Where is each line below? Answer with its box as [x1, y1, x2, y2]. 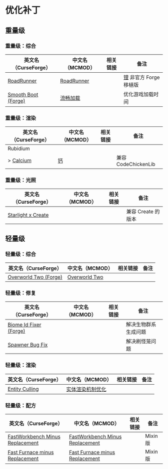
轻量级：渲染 [5, 362, 36, 369]
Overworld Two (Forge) [7, 274, 62, 281]
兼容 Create [126, 208, 154, 215]
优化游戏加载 [123, 91, 154, 98]
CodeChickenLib [116, 161, 156, 168]
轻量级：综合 [5, 250, 36, 257]
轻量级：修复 [5, 289, 36, 296]
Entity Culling [7, 385, 39, 392]
